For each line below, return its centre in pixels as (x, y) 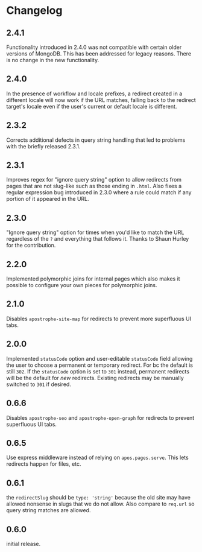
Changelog (34, 11)
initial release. (24, 544)
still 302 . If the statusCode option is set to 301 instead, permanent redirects (98, 371)
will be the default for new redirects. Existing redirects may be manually (95, 378)
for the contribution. (31, 246)
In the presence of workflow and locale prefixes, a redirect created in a (94, 94)
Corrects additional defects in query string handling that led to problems (96, 140)
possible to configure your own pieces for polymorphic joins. (82, 285)
